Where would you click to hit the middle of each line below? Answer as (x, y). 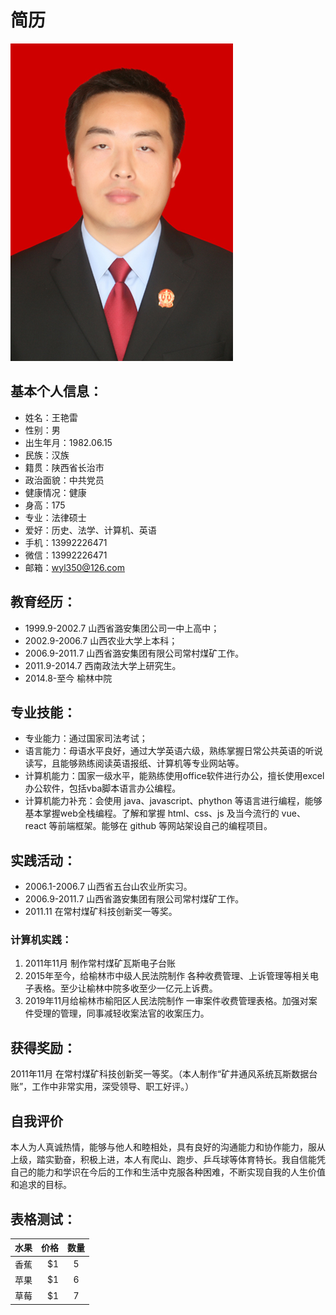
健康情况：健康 (55, 492)
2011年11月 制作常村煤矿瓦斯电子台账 (100, 963)
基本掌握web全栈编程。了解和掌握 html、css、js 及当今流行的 (152, 813)
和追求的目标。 (41, 1185)
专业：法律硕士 (55, 517)
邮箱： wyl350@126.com (75, 567)
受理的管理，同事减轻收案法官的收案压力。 (121, 1013)
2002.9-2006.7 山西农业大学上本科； (101, 640)
